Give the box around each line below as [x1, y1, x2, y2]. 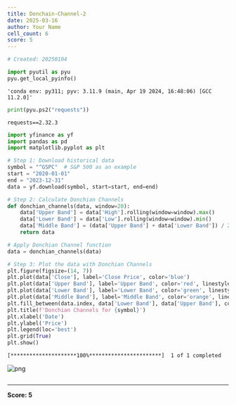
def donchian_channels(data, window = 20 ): [7, 202, 131, 210]
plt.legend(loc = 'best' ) [7, 326, 77, 333]
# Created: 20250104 [7, 56, 68, 63]
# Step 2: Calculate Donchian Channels [7, 196, 124, 203]
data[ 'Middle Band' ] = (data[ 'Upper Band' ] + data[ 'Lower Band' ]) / [20, 223, 225, 230]
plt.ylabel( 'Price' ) [7, 320, 68, 327]
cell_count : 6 [7, 30, 49, 37]
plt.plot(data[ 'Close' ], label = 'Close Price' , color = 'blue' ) [7, 274, 190, 281]
